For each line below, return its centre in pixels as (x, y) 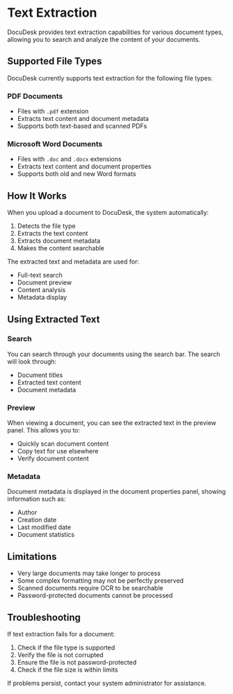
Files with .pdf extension (53, 111)
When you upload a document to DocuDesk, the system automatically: (108, 213)
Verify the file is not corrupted (60, 655)
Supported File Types (55, 62)
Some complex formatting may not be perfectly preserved (101, 581)
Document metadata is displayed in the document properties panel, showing (116, 492)
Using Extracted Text (54, 319)
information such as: (37, 499)
